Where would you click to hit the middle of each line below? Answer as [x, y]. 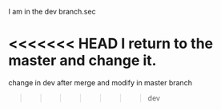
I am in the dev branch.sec [52, 12]
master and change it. [82, 61]
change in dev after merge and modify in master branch [100, 82]
